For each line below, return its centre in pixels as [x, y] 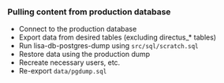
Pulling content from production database [89, 12]
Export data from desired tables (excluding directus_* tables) [118, 37]
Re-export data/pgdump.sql [63, 71]
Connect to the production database [78, 29]
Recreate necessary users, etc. [69, 62]
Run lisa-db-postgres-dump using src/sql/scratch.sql [108, 46]
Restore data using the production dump [84, 55]
